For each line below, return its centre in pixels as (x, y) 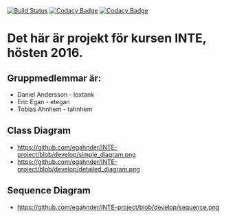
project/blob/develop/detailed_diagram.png (78, 169)
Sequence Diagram (49, 191)
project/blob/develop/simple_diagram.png (76, 154)
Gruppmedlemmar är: (54, 78)
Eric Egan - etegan (43, 102)
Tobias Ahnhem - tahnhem (55, 109)
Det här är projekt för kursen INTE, (107, 38)
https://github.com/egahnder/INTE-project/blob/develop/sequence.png (118, 207)
